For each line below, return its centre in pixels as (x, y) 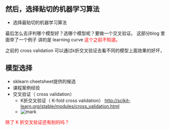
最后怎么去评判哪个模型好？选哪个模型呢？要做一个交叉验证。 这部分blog (82, 33)
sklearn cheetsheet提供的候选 (44, 81)
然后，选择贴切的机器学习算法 (52, 9)
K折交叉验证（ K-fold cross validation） (62, 100)
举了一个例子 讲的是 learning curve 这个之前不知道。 (65, 39)
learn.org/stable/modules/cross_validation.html (70, 106)
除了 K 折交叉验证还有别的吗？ (37, 122)
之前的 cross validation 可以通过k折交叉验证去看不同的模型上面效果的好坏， (85, 50)
